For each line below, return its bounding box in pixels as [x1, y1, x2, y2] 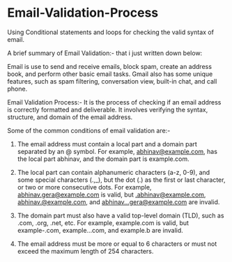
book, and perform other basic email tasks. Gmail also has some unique [7, 70, 213, 78]
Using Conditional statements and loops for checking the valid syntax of [7, 28, 215, 36]
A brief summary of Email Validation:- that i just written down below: [7, 49, 203, 57]
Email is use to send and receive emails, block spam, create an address [7, 62, 212, 70]
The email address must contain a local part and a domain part [17, 139, 197, 148]
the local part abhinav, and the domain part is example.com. [17, 155, 190, 163]
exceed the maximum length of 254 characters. [17, 247, 154, 255]
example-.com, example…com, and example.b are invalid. [17, 226, 183, 234]
